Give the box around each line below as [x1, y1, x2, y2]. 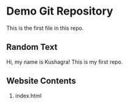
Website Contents [6, 76, 76, 86]
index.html [15, 92, 42, 99]
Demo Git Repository [6, 4, 114, 18]
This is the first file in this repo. [6, 24, 84, 32]
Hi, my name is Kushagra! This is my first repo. [6, 58, 123, 65]
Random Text [6, 42, 58, 52]
